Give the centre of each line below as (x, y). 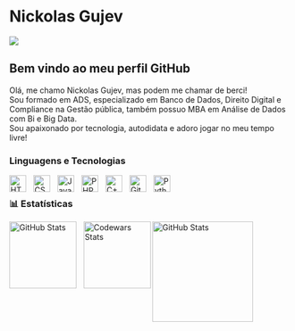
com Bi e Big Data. (43, 119)
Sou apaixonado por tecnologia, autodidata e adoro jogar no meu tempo (142, 128)
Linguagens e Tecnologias (67, 161)
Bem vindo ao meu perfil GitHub (100, 69)
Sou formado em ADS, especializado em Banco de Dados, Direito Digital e (145, 99)
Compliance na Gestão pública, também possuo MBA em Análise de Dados (147, 109)
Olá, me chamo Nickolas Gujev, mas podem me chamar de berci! (128, 90)
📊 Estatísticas (41, 203)
